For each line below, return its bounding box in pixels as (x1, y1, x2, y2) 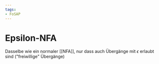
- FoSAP (5, 12, 21, 16)
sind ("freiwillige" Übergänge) (5, 54, 65, 60)
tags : (5, 7, 16, 12)
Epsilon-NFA (5, 32, 57, 44)
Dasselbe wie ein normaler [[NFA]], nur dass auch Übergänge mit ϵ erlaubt (5, 48, 154, 54)
